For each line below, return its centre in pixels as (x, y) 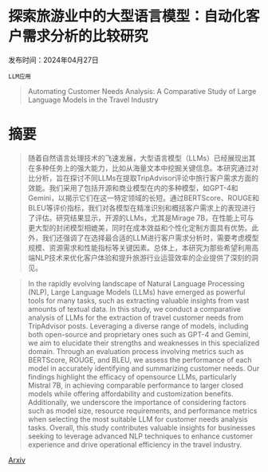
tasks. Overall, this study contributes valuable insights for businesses (142, 427)
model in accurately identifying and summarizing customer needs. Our (144, 368)
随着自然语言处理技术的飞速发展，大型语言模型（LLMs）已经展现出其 (142, 158)
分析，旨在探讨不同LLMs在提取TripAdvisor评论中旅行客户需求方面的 (147, 178)
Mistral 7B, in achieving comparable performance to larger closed (136, 385)
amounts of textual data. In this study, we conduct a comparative (134, 309)
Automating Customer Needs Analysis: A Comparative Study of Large (142, 91)
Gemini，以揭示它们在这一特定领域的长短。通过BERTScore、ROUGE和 (143, 198)
